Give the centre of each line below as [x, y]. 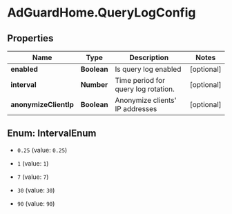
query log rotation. [145, 89]
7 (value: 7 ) [33, 177]
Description [149, 58]
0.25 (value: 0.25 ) [42, 150]
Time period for [140, 80]
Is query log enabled [148, 69]
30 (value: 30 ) [36, 190]
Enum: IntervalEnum [52, 134]
